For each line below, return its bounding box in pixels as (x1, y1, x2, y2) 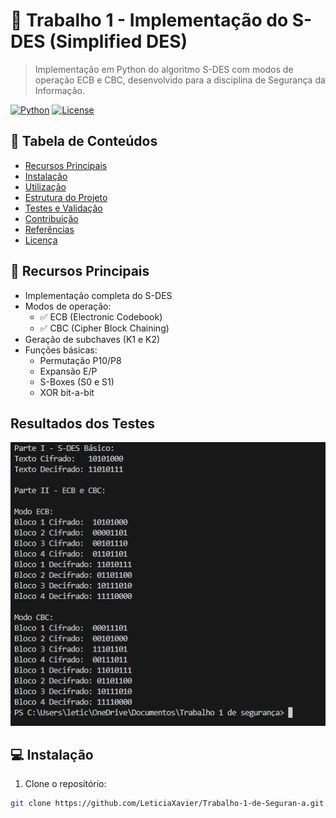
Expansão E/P (39, 365, 98, 377)
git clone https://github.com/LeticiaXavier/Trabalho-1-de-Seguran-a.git (10, 799, 325, 809)
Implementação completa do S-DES (24, 289, 173, 301)
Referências (24, 223, 75, 235)
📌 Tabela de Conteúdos (10, 133, 158, 150)
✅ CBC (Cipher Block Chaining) (39, 322, 170, 334)
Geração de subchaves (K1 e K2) (24, 333, 161, 345)
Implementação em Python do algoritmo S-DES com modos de (34, 63, 294, 75)
